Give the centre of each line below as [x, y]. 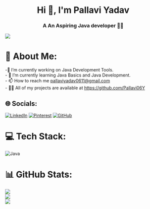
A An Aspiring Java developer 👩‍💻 [83, 26]
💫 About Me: [31, 56]
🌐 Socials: [21, 104]
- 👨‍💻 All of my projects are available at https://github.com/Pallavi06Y [75, 88]
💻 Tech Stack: [36, 137]
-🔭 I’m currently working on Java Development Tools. [59, 70]
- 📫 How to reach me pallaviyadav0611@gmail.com [58, 81]
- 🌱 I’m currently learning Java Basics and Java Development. [68, 75]
